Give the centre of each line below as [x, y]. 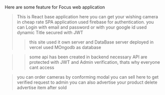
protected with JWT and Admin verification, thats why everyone [94, 62]
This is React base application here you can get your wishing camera [87, 17]
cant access [42, 67]
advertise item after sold [42, 88]
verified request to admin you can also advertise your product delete [87, 82]
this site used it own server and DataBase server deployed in [91, 42]
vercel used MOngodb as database [65, 47]
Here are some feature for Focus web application [55, 7]
